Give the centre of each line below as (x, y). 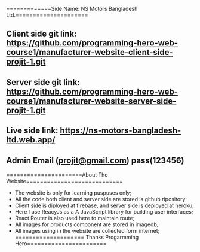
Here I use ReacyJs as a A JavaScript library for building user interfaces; (104, 211)
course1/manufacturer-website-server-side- (91, 101)
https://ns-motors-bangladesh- (121, 131)
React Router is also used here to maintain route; (75, 218)
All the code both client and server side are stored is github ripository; (101, 199)
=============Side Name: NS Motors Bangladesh (72, 9)
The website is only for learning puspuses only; (73, 192)
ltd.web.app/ (31, 140)
